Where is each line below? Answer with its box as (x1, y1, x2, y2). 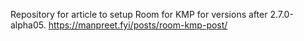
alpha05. (10, 19, 47, 31)
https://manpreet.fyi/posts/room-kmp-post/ (48, 19, 228, 31)
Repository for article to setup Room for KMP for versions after (10, 9, 268, 20)
